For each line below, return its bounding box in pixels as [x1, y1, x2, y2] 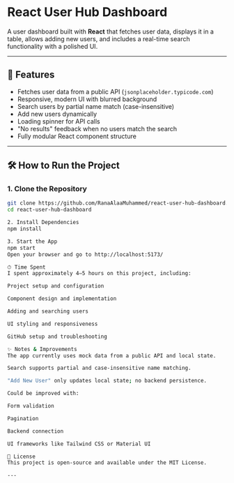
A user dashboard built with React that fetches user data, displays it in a [7, 27, 214, 36]
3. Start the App [7, 238, 58, 245]
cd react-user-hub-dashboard [7, 207, 92, 214]
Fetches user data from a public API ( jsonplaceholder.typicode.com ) [17, 87, 214, 96]
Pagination [7, 415, 39, 422]
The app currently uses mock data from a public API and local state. [7, 352, 217, 359]
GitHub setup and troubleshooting [7, 333, 108, 340]
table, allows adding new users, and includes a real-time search [7, 34, 190, 43]
